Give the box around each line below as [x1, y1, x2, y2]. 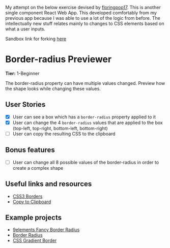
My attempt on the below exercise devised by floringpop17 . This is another [5, 5, 161, 10]
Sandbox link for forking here [5, 36, 67, 42]
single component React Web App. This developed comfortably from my [5, 10, 157, 16]
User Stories [5, 100, 46, 109]
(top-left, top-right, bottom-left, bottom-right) [12, 125, 108, 131]
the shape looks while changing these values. [5, 85, 101, 91]
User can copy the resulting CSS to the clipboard [12, 131, 116, 137]
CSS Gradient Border [12, 237, 57, 243]
